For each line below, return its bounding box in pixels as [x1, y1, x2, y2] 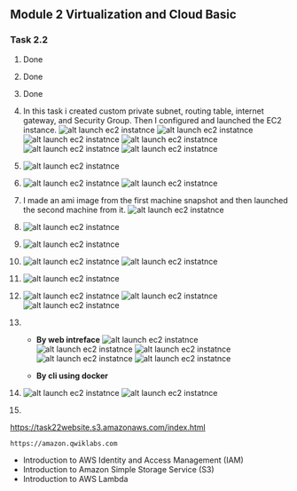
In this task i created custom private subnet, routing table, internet [22, 106, 264, 116]
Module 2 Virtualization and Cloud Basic [10, 7, 238, 22]
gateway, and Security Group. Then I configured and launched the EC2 [22, 115, 282, 125]
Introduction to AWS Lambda [22, 473, 129, 484]
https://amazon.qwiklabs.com [10, 439, 118, 447]
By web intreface [35, 334, 101, 344]
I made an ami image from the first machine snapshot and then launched [22, 194, 289, 205]
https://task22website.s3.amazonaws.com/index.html [10, 422, 207, 432]
